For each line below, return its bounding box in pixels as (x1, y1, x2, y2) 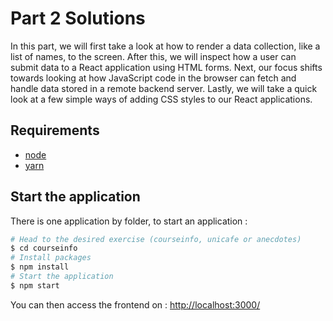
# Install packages (10, 253, 92, 263)
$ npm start (10, 280, 60, 291)
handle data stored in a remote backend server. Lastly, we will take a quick (10, 82, 318, 94)
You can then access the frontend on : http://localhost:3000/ (10, 298, 261, 311)
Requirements (10, 122, 100, 139)
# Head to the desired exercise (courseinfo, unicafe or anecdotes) (10, 234, 302, 244)
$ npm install (10, 262, 70, 272)
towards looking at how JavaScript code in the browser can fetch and (10, 72, 297, 84)
